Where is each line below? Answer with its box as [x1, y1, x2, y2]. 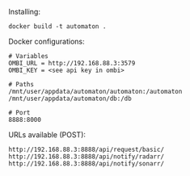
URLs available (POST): [8, 130, 87, 140]
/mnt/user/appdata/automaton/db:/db [8, 94, 132, 103]
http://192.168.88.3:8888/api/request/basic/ [8, 145, 164, 153]
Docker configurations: [8, 36, 85, 46]
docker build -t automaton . [8, 23, 107, 31]
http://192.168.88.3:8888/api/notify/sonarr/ [8, 160, 164, 168]
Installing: [8, 7, 40, 16]
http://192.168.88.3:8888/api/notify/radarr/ [8, 153, 164, 161]
